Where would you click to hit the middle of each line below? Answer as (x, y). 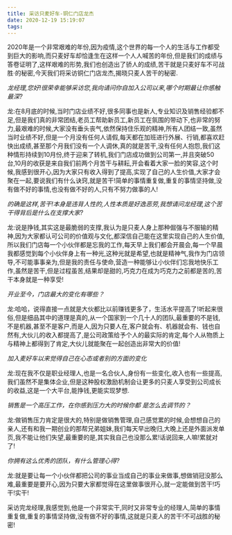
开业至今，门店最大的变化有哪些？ (56, 294)
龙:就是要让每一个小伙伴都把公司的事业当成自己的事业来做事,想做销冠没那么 (115, 475)
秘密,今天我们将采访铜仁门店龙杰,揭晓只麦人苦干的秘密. (100, 73)
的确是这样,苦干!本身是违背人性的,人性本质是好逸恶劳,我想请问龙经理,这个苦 (115, 204)
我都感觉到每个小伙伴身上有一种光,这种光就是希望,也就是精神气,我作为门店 (113, 253)
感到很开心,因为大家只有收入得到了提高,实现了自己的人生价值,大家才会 (121, 172)
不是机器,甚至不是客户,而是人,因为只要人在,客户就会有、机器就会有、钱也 (111, 326)
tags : (15, 26)
